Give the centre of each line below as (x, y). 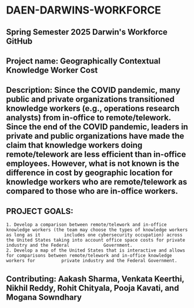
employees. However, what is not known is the (93, 164)
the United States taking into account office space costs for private (96, 240)
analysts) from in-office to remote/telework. (89, 118)
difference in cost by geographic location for (89, 173)
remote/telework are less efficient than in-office (96, 154)
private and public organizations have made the (95, 136)
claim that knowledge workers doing (74, 145)
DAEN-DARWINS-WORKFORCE (84, 10)
